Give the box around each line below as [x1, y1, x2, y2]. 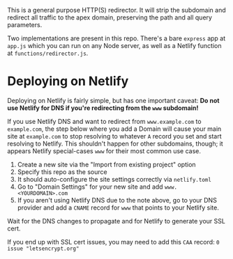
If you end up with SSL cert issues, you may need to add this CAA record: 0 [7, 237, 220, 246]
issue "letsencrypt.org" [7, 245, 80, 252]
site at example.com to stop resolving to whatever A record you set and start [7, 132, 222, 140]
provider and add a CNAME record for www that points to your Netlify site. [17, 203, 220, 212]
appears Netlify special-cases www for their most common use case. [7, 146, 201, 155]
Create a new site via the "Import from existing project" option [17, 160, 197, 168]
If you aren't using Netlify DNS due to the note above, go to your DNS [17, 196, 218, 204]
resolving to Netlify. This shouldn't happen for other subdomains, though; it [7, 139, 223, 148]
